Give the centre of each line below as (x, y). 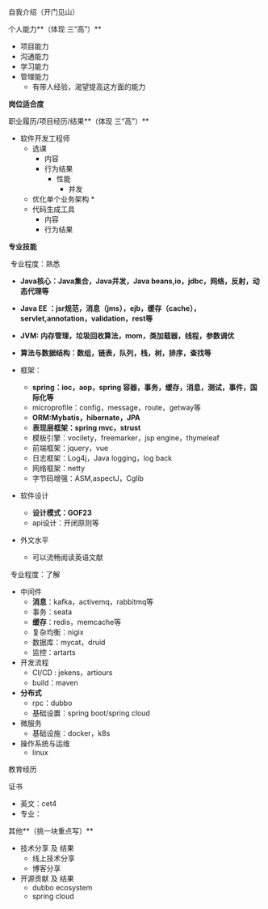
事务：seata (52, 612)
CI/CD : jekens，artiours (72, 673)
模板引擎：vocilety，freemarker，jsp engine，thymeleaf (126, 438)
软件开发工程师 (45, 138)
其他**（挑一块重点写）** (51, 831)
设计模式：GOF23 (62, 513)
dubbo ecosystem (62, 888)
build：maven (55, 683)
